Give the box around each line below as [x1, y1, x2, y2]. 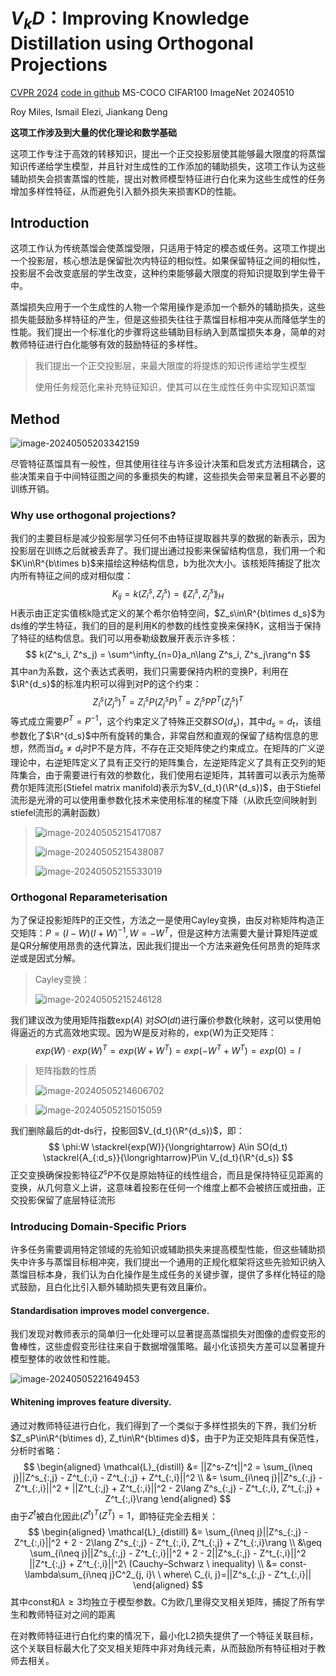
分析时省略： [10, 1444, 63, 1456]
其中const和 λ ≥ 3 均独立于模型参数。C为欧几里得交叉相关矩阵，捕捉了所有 [10, 1596, 317, 1608]
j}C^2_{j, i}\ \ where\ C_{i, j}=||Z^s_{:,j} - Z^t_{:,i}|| [109, 1569, 312, 1581]
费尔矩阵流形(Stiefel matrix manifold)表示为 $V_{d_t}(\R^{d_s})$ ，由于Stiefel [10, 781, 322, 793]
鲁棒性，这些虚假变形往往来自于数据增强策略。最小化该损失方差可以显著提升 [10, 1340, 326, 1353]
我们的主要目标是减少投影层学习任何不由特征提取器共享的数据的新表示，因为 [10, 532, 326, 544]
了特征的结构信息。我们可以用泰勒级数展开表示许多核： [10, 632, 238, 644]
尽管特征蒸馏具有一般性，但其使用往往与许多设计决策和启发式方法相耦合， [10, 458, 317, 470]
